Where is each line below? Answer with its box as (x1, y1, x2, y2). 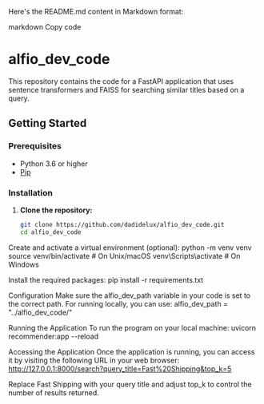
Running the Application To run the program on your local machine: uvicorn (8, 323, 257, 332)
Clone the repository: (19, 205, 93, 215)
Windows (8, 259, 40, 269)
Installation (8, 187, 54, 198)
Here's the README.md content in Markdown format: (8, 7, 184, 16)
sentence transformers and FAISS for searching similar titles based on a (8, 85, 245, 94)
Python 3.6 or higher (19, 159, 88, 168)
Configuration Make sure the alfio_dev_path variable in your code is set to (8, 291, 250, 300)
